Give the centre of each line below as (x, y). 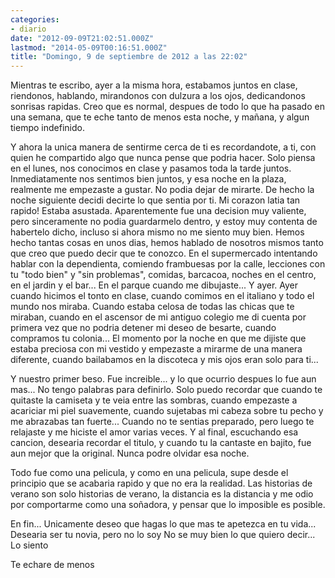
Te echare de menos (52, 565)
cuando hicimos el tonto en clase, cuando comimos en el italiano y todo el (162, 296)
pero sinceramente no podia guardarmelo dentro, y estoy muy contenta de (164, 222)
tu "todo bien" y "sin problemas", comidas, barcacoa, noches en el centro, (163, 275)
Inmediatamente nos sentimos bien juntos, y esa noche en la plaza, (148, 179)
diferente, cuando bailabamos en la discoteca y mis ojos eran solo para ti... (164, 360)
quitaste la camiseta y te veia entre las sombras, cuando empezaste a (154, 400)
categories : (35, 19)
